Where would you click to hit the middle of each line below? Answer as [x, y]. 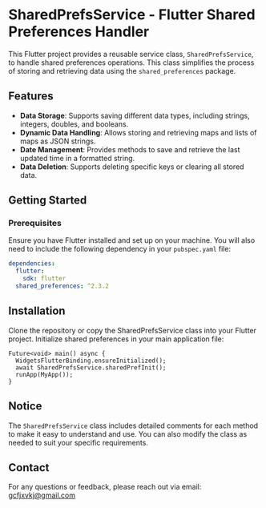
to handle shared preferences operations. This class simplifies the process [131, 62]
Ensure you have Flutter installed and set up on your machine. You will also [132, 240]
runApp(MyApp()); [44, 374]
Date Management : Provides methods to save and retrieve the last [130, 149]
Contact [29, 468]
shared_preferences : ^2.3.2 [62, 286]
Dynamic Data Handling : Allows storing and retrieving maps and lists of [138, 132]
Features [31, 97]
